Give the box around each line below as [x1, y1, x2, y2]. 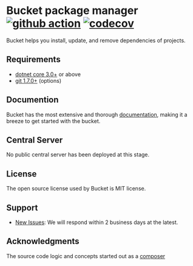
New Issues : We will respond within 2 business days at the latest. [15, 219, 178, 226]
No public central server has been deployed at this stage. [6, 151, 150, 158]
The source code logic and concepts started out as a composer [6, 252, 166, 259]
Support [6, 202, 38, 213]
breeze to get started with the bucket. [6, 117, 101, 125]
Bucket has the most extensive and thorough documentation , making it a [6, 111, 188, 118]
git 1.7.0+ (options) [15, 77, 62, 84]
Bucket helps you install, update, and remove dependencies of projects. [6, 37, 186, 44]
